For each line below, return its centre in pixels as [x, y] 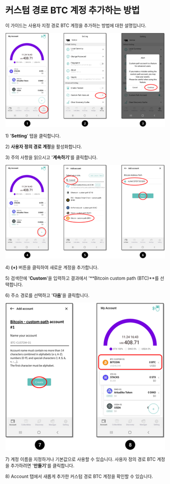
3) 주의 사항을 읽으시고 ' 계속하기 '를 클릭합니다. [52, 157]
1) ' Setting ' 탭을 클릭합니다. [33, 135]
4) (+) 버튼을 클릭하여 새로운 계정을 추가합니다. [52, 267]
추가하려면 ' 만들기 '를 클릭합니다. [42, 465]
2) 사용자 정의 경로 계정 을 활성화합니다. [44, 146]
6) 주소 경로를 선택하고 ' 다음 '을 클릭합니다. [47, 295]
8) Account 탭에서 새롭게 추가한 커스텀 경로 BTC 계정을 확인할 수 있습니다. [79, 476]
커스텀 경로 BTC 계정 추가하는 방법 [73, 10]
